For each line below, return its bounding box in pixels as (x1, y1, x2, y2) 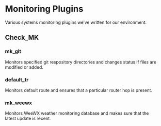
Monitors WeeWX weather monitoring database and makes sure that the (5, 110, 149, 116)
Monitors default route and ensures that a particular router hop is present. (5, 87, 153, 93)
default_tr (5, 76, 29, 83)
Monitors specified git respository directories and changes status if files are (5, 59, 157, 65)
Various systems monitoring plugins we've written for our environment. (5, 19, 147, 25)
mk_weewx (5, 99, 32, 106)
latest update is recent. (5, 115, 51, 122)
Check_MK (5, 33, 39, 42)
